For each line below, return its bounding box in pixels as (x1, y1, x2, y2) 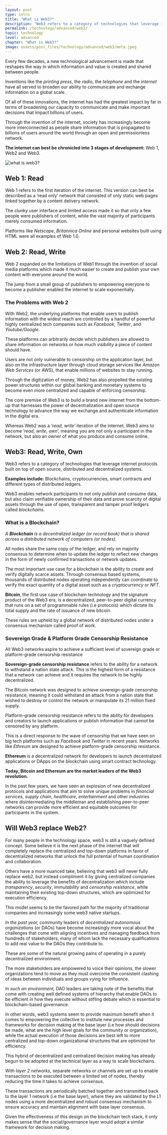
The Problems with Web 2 (5, 299, 69, 306)
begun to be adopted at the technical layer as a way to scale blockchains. (5, 1058, 156, 1064)
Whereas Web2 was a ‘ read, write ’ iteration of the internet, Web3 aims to (5, 423, 154, 429)
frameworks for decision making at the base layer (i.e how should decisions (5, 1022, 160, 1028)
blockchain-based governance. (5, 1001, 70, 1007)
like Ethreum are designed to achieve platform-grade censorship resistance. (5, 743, 161, 749)
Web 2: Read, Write (5, 248, 66, 256)
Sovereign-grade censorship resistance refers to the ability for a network (5, 661, 158, 667)
